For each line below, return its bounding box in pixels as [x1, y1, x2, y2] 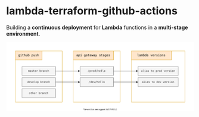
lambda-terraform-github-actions [6, 4, 178, 18]
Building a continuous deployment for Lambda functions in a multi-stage [6, 24, 188, 31]
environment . [6, 30, 41, 37]
